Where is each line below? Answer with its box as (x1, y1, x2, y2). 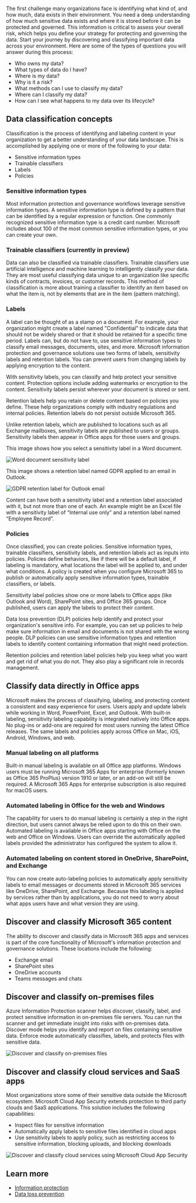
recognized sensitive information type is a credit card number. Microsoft (6, 219, 180, 226)
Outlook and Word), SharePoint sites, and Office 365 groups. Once (6, 598, 167, 605)
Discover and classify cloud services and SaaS (6, 1066, 180, 1077)
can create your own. (6, 231, 57, 238)
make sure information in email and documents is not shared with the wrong (6, 628, 189, 635)
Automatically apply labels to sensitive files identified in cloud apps (14, 1128, 177, 1135)
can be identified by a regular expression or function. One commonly (6, 213, 172, 220)
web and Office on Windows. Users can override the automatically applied (6, 833, 185, 840)
